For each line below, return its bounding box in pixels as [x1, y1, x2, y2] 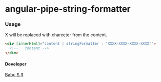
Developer [5, 61, 27, 67]
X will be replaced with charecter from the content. [5, 32, 107, 38]
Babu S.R [5, 72, 23, 78]
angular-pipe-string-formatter [5, 3, 131, 15]
